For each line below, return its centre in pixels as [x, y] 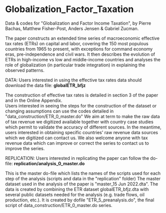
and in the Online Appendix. [34, 100]
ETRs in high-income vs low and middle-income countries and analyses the [83, 59]
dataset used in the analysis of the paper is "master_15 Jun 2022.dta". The [82, 184]
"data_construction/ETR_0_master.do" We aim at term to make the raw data [82, 116]
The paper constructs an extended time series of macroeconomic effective [82, 38]
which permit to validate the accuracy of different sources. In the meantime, [83, 127]
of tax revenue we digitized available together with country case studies [79, 122]
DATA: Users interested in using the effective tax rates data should [73, 80]
